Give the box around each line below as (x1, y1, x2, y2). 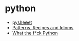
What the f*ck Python (12, 30, 58, 36)
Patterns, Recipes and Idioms (12, 24, 74, 30)
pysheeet (12, 19, 32, 25)
